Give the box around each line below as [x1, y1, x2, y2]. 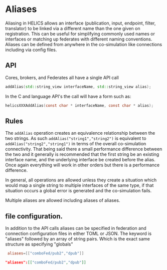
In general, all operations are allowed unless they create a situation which [5, 177, 157, 183]
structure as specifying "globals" [5, 241, 74, 247]
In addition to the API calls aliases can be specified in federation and [5, 225, 146, 231]
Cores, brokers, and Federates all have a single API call [5, 74, 119, 81]
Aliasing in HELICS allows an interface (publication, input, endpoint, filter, [5, 20, 156, 26]
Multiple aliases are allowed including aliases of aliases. [5, 197, 120, 203]
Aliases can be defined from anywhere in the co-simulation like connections [5, 41, 162, 47]
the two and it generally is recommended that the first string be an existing [5, 151, 159, 157]
